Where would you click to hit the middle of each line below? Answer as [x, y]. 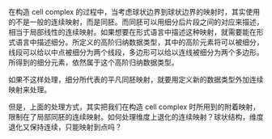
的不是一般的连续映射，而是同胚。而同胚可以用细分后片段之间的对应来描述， [136, 22]
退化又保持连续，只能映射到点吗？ [65, 127]
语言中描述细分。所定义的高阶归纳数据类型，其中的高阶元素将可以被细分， [139, 42]
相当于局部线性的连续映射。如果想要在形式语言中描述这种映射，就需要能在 [132, 32]
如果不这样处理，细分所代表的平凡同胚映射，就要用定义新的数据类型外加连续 [136, 80]
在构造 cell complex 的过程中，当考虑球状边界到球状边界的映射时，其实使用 [134, 12]
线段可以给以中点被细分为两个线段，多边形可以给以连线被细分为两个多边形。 [136, 52]
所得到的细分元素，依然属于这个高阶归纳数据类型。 [93, 62]
